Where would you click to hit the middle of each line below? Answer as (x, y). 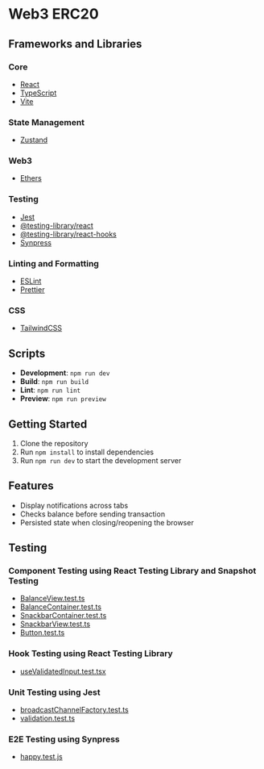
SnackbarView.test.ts (55, 624)
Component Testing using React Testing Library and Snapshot (132, 571)
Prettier (32, 290)
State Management (47, 122)
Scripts (27, 353)
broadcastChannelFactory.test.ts (74, 710)
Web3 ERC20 (54, 14)
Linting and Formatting (54, 263)
